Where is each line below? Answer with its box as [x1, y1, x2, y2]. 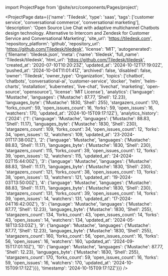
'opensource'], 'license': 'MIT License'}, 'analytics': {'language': [23, 89, 154, 95]
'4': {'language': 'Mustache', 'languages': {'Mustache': [40, 179, 152, 186]
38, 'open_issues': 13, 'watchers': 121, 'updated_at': [5, 174, 111, 180]
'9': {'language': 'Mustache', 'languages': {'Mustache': [39, 222, 151, 228]
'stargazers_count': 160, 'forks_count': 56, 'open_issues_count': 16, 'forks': [5, 233, 159, 239]
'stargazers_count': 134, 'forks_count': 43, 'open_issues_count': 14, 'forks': [5, 212, 159, 218]
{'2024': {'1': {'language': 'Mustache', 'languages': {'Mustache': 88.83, [5, 116, 150, 121]
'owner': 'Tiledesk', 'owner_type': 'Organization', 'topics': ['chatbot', [5, 73, 144, 78]
